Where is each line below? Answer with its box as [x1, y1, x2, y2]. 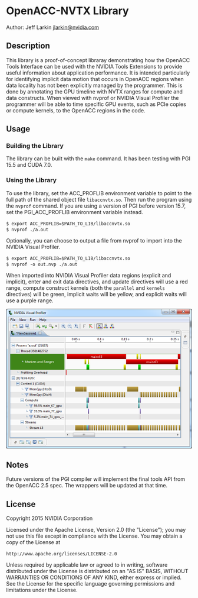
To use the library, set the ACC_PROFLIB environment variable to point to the [6, 189, 192, 196]
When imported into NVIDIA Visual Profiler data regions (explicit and [6, 271, 171, 279]
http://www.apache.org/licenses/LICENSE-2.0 [6, 551, 117, 557]
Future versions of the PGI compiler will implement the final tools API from [6, 476, 186, 483]
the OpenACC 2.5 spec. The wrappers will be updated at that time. [6, 482, 168, 489]
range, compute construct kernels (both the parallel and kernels [6, 284, 165, 291]
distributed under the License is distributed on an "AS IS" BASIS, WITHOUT [6, 568, 189, 575]
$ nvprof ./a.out [6, 227, 49, 232]
